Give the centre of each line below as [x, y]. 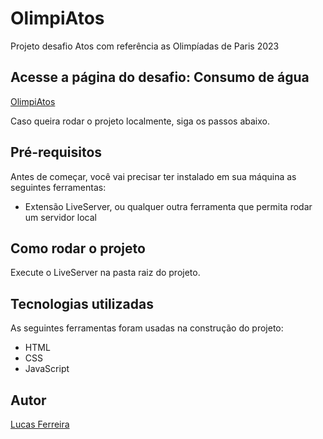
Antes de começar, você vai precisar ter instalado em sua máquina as [153, 176]
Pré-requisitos [56, 152]
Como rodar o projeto [78, 248]
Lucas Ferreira [40, 424]
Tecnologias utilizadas [82, 303]
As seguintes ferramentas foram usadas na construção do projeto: [147, 328]
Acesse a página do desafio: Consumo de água [160, 77]
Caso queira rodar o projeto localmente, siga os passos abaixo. [140, 121]
